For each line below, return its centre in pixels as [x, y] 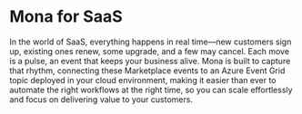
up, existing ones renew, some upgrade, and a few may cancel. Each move [149, 51]
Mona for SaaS [66, 17]
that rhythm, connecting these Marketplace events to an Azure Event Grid [147, 71]
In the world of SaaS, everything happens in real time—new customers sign [151, 42]
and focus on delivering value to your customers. [101, 99]
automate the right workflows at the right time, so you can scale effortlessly [151, 90]
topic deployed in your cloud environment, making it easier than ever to [143, 80]
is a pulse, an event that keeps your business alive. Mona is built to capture [150, 61]
